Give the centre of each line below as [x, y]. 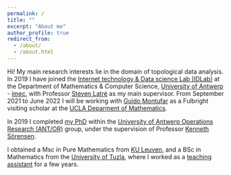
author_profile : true [38, 33]
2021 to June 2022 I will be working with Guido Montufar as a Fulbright [108, 101]
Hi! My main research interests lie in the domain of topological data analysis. [115, 71]
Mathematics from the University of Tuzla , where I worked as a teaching [110, 156]
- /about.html [33, 52]
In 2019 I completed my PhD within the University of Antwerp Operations [110, 121]
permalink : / [26, 13]
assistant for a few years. [43, 164]
